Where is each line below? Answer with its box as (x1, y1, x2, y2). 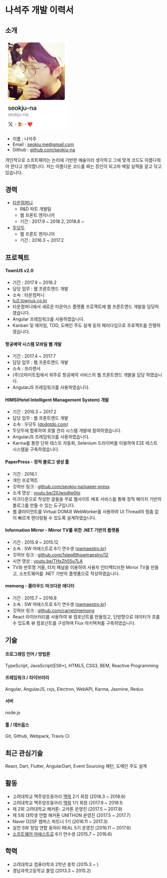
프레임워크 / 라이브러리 (5, 675, 49, 681)
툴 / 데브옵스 (5, 722, 29, 728)
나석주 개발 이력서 (5, 5, 74, 16)
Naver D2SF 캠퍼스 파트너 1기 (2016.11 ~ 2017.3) (12, 818, 108, 824)
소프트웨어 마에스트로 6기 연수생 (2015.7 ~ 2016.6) (12, 831, 112, 837)
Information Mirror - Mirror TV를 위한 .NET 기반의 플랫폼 (5, 527, 120, 533)
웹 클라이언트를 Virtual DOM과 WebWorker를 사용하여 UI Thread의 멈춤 (12, 508, 154, 514)
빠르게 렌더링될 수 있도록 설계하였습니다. (17, 514, 97, 521)
